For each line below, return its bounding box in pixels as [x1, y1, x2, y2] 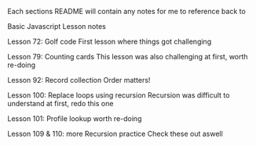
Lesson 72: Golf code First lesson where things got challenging [7, 37, 212, 46]
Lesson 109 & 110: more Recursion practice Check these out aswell [7, 129, 223, 138]
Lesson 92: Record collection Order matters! [7, 76, 151, 84]
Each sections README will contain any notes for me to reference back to [7, 7, 247, 16]
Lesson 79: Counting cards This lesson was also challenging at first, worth [7, 52, 248, 61]
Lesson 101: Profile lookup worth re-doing [7, 114, 142, 123]
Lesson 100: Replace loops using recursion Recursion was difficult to [7, 91, 230, 100]
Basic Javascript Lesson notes [7, 22, 107, 30]
